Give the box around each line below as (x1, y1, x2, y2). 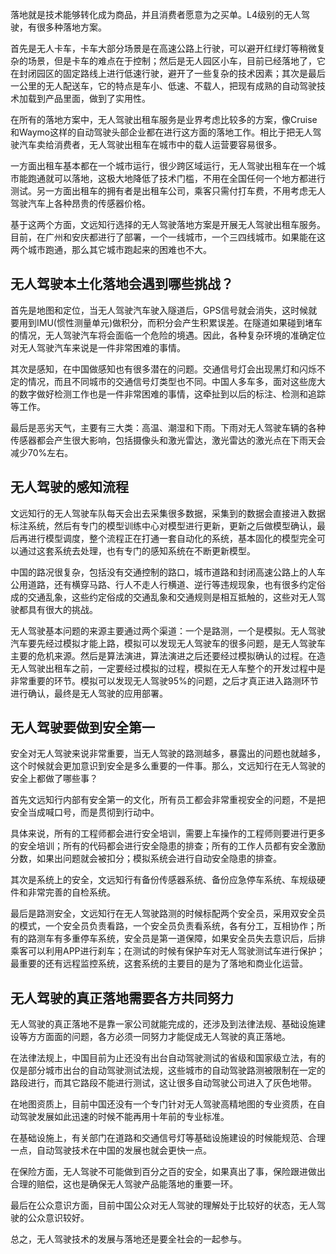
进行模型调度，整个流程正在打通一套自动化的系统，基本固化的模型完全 (27, 532, 317, 544)
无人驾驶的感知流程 (10, 479, 129, 496)
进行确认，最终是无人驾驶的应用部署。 (10, 687, 168, 699)
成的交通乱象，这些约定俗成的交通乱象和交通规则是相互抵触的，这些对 (10, 591, 300, 603)
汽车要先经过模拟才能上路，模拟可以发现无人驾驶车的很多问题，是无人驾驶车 (10, 637, 326, 649)
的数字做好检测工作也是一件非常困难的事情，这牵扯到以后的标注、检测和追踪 (10, 388, 326, 400)
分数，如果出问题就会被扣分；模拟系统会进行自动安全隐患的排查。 (10, 853, 282, 865)
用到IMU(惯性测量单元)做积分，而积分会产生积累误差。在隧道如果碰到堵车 (18, 316, 323, 328)
